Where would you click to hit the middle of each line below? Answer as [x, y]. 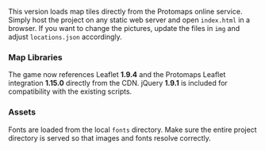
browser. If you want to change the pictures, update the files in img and [124, 28]
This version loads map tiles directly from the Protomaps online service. [125, 12]
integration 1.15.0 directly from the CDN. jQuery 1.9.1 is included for [118, 83]
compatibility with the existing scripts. [70, 91]
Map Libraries [35, 57]
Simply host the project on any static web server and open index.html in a [129, 20]
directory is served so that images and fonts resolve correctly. [110, 137]
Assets [22, 112]
